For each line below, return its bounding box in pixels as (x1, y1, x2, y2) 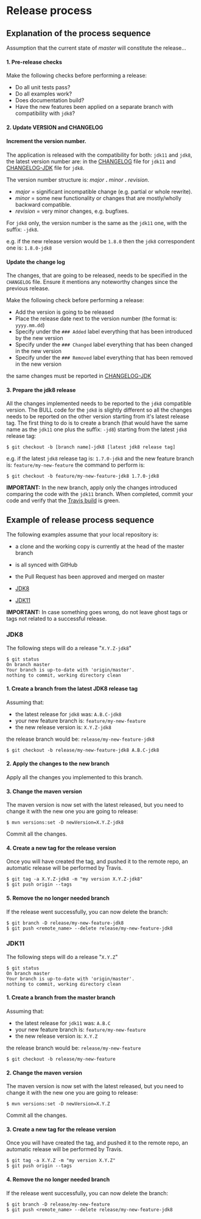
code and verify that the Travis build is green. (6, 497, 121, 505)
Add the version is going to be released (15, 308, 115, 316)
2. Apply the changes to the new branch (6, 760, 110, 768)
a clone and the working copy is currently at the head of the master (15, 543, 185, 550)
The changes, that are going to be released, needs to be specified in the (6, 272, 188, 279)
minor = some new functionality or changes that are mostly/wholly (15, 195, 182, 202)
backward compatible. (15, 201, 72, 208)
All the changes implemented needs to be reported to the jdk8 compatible (6, 400, 192, 407)
